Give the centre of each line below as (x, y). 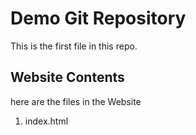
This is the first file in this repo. (74, 46)
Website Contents (67, 77)
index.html (46, 121)
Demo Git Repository (98, 18)
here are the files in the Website (76, 101)
